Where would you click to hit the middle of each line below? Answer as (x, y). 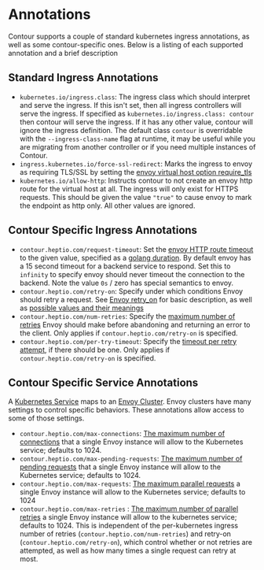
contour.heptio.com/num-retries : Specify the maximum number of (127, 316)
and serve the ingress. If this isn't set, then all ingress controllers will (130, 105)
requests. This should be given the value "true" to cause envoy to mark (136, 197)
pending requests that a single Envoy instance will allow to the (120, 467)
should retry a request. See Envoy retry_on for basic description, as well (136, 299)
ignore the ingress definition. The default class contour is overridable (131, 130)
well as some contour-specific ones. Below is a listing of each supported (126, 44)
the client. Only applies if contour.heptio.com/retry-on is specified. (128, 333)
